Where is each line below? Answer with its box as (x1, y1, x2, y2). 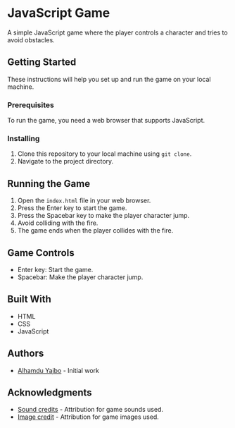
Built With (7, 293, 51, 305)
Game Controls (7, 247, 75, 259)
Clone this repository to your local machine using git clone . (17, 149, 192, 158)
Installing (7, 133, 40, 143)
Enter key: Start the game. (17, 265, 94, 274)
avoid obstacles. (7, 35, 55, 44)
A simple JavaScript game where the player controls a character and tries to (7, 28, 228, 37)
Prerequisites (7, 100, 54, 110)
